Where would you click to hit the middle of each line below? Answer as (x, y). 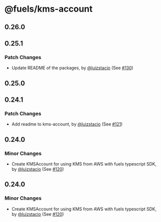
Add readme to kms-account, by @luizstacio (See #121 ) (67, 124)
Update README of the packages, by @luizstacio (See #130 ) (72, 68)
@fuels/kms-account (48, 9)
